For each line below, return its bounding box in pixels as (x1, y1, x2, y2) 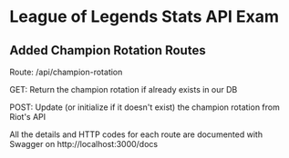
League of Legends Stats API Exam (9, 6, 280, 27)
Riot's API (9, 112, 46, 122)
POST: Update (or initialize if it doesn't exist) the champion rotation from (9, 102, 280, 113)
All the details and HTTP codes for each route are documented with (9, 129, 263, 140)
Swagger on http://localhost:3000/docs (9, 139, 158, 149)
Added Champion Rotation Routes (9, 43, 207, 58)
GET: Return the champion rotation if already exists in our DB (9, 84, 238, 94)
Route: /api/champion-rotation (9, 66, 123, 77)
